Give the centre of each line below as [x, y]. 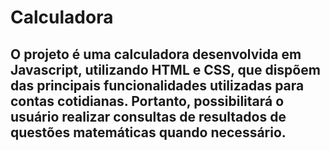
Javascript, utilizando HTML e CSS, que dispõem [165, 69]
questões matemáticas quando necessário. [148, 132]
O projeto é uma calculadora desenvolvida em [156, 54]
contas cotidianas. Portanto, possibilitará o [147, 101]
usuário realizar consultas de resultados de [148, 116]
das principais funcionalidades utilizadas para [157, 85]
